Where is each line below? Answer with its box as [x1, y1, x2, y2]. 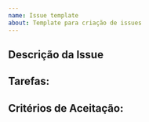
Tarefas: [8, 75, 50, 88]
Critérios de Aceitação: [8, 102, 124, 115]
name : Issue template [8, 11, 79, 20]
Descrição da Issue [8, 48, 104, 61]
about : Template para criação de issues [8, 19, 143, 27]
